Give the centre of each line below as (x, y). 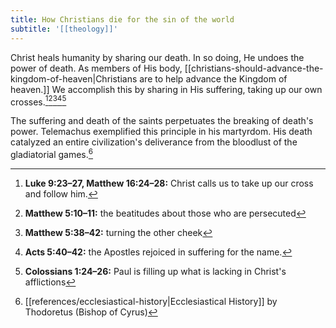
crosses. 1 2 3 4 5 (38, 101)
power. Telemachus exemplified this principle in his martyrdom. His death (161, 132)
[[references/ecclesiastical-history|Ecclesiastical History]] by (151, 301)
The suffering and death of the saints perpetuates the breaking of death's (162, 121)
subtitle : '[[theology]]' (64, 29)
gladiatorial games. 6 (52, 153)
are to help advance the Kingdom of (213, 78)
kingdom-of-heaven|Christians (74, 78)
